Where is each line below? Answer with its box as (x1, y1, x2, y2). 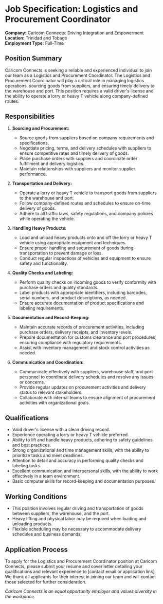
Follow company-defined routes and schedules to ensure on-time (19, 200, 151, 206)
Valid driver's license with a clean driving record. (12, 427, 110, 433)
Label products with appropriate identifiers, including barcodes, (19, 290, 147, 295)
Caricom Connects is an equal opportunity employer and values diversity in (5, 588, 157, 594)
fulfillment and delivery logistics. (19, 161, 85, 166)
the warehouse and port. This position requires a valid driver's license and (5, 88, 154, 93)
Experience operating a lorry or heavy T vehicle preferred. (12, 432, 129, 438)
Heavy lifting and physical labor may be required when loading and (12, 516, 146, 522)
